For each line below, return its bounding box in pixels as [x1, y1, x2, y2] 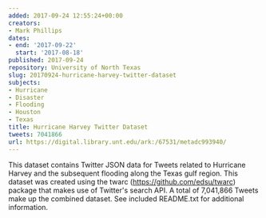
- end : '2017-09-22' [8, 42, 77, 50]
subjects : [8, 78, 42, 86]
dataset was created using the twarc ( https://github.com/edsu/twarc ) [8, 176, 236, 186]
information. [8, 202, 49, 212]
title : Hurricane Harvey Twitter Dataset [8, 123, 149, 131]
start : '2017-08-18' [15, 49, 84, 57]
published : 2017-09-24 [8, 57, 84, 65]
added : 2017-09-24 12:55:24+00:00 [8, 11, 124, 20]
